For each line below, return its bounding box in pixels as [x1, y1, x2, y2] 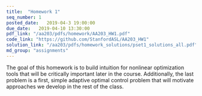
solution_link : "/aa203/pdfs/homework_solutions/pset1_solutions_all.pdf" [6, 42, 198, 48]
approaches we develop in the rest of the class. [6, 83, 124, 90]
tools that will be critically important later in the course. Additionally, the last [6, 70, 194, 78]
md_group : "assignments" [6, 48, 69, 54]
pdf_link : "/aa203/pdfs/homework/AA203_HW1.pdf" [6, 31, 130, 37]
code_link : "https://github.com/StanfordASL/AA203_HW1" [6, 36, 149, 42]
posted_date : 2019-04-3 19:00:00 [6, 20, 96, 26]
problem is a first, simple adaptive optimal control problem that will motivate [6, 76, 194, 83]
